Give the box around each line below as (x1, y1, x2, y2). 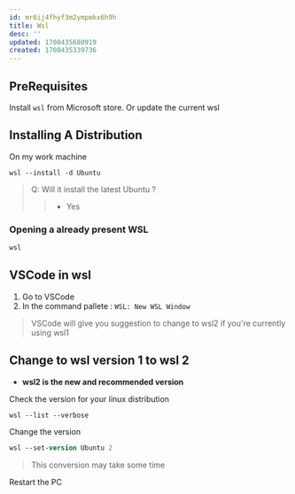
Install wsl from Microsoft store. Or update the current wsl (9, 102, 220, 112)
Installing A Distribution (9, 127, 144, 143)
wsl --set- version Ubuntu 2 (9, 444, 113, 452)
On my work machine (9, 151, 87, 162)
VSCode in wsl (9, 267, 91, 283)
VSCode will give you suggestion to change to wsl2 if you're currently (30, 318, 286, 328)
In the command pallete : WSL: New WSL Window (21, 300, 190, 311)
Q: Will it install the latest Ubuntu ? (30, 183, 157, 195)
